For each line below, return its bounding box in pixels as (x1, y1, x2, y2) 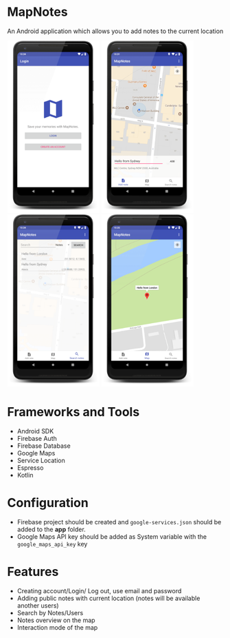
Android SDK (16, 426, 54, 435)
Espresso (16, 463, 44, 472)
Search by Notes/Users (16, 608, 84, 617)
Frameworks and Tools (7, 404, 140, 420)
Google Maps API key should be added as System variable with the (16, 532, 207, 541)
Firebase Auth (16, 434, 57, 442)
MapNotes (7, 4, 68, 20)
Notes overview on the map (16, 616, 95, 624)
